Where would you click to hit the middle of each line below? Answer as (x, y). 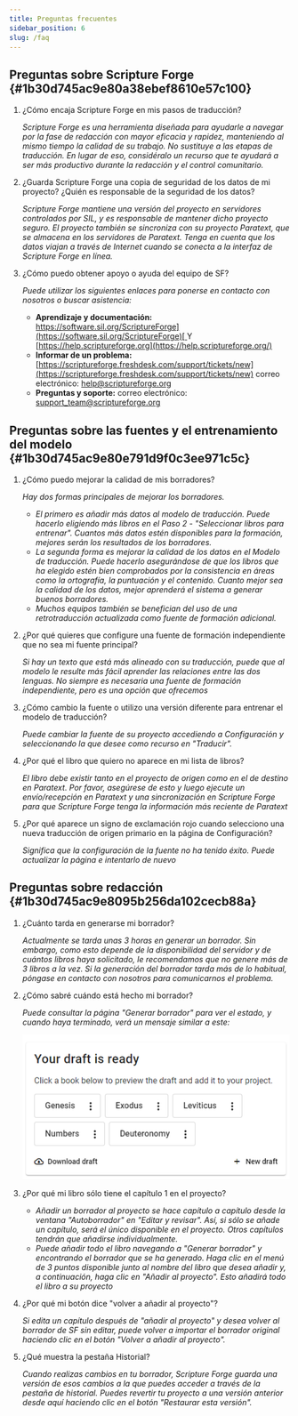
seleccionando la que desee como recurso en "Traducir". (127, 744)
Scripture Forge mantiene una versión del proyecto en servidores (141, 209)
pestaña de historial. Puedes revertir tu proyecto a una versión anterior (153, 1393)
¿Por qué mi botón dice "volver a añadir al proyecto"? (120, 1304)
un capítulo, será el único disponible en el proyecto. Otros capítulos (159, 1230)
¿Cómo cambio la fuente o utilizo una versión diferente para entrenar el (152, 708)
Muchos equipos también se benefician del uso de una (136, 608)
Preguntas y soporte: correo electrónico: (111, 393)
